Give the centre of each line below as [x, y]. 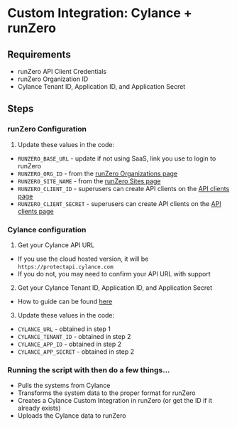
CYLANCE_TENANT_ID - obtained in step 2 [74, 336]
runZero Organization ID [53, 79]
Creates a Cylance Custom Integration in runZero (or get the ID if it [115, 401]
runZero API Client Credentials [62, 71]
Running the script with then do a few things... [89, 369]
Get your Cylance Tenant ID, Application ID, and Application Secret [115, 287]
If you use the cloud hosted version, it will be [83, 259]
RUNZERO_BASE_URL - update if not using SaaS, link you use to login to [117, 158]
